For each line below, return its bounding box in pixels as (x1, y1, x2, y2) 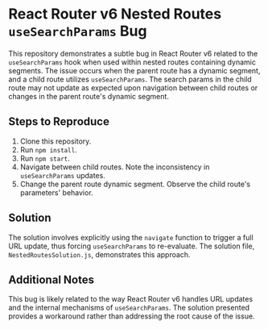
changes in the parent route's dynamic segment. (8, 91, 169, 101)
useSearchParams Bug (8, 22, 147, 40)
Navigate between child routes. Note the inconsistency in (19, 162, 210, 172)
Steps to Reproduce (8, 115, 110, 129)
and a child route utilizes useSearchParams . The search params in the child (8, 74, 252, 84)
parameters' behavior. (19, 187, 94, 198)
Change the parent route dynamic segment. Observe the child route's (19, 179, 251, 189)
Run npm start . (19, 153, 70, 163)
